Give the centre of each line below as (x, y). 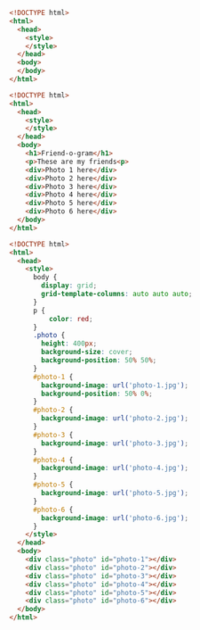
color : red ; (71, 319)
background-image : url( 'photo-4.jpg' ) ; (115, 468)
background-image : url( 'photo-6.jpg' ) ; (115, 518)
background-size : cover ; (87, 352)
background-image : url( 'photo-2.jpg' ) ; (115, 419)
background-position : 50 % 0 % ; (97, 394)
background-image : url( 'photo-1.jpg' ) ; (115, 385)
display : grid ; (69, 286)
